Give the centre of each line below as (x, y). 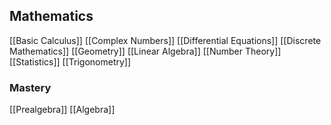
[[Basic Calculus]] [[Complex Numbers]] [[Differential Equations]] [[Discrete (165, 40)
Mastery (30, 87)
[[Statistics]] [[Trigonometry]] (70, 61)
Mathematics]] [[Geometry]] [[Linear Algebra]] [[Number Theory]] (145, 51)
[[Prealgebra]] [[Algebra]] (62, 110)
